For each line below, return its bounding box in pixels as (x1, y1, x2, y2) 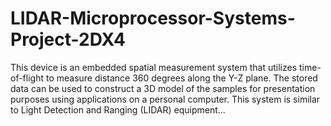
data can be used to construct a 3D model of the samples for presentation (10, 82, 316, 94)
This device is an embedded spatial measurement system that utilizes (10, 61, 298, 73)
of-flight (10, 72, 45, 84)
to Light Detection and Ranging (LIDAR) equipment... (10, 103, 226, 116)
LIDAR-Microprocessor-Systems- (10, 7, 296, 30)
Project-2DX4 (10, 28, 126, 51)
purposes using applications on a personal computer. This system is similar (10, 93, 321, 105)
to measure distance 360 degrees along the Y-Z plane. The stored (45, 72, 318, 84)
